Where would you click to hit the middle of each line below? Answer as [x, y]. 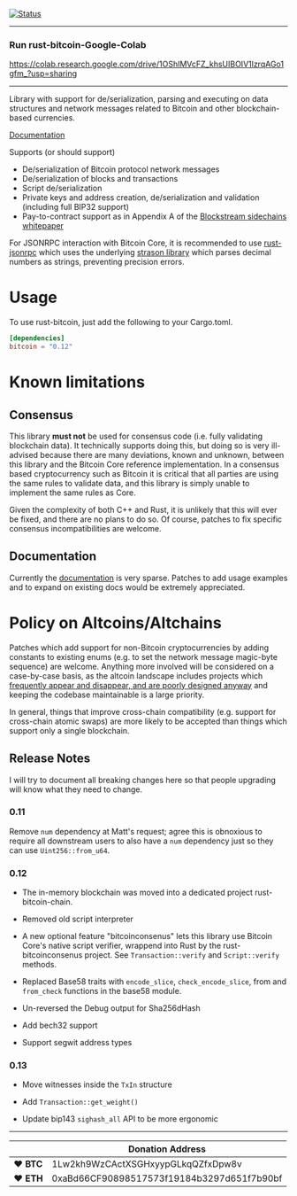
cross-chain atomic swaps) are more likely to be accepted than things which [148, 721]
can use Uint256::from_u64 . [60, 850]
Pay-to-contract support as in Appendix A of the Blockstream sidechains [154, 216]
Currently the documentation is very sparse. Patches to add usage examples [148, 578]
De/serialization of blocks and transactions [100, 179]
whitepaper [43, 226]
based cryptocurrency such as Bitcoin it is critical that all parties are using [144, 473]
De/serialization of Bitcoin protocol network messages [121, 169]
